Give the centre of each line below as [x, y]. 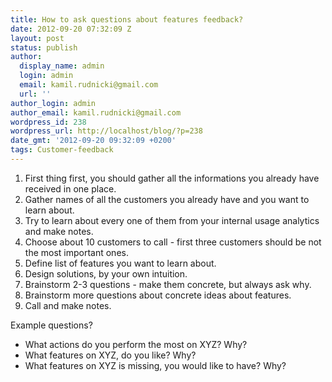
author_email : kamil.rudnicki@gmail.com [96, 112]
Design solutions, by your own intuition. [106, 273]
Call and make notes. [68, 305]
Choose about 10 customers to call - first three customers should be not [173, 242]
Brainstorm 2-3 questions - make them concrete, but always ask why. [168, 284]
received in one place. [70, 188]
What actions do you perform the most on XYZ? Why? [136, 344]
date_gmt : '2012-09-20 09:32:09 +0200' [93, 141]
